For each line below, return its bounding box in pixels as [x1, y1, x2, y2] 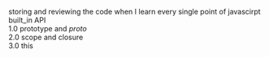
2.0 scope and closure [8, 32, 84, 42]
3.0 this [8, 41, 34, 51]
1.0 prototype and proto [8, 24, 87, 33]
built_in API [8, 15, 46, 25]
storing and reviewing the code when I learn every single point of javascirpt [8, 7, 262, 16]
